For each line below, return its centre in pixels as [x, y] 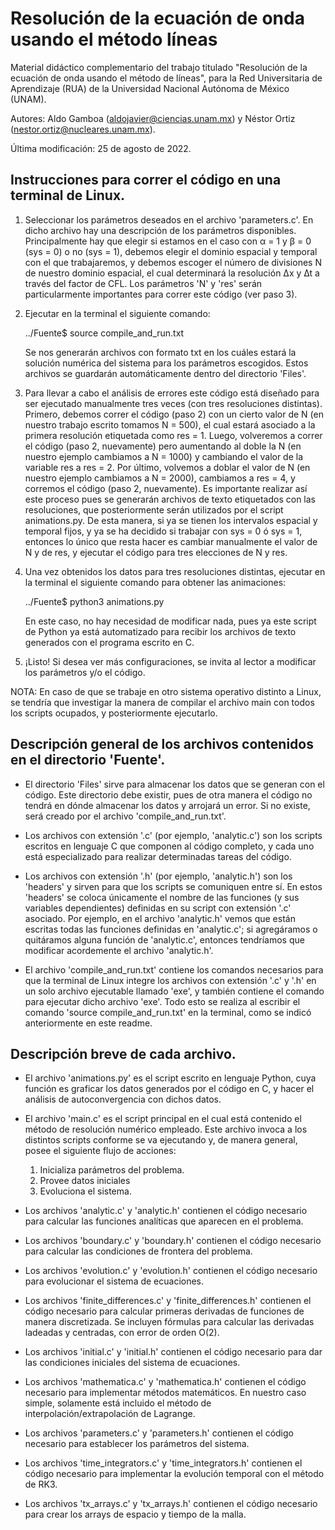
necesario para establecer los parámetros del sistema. [137, 1444]
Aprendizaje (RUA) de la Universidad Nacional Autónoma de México [150, 88]
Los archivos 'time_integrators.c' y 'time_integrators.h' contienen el [163, 1463]
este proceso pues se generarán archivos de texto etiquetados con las [170, 499]
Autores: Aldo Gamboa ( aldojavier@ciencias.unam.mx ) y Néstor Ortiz [153, 118]
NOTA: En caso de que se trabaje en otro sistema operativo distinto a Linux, [166, 691]
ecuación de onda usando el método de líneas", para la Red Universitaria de [166, 78]
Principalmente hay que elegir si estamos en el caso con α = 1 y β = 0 [168, 241]
